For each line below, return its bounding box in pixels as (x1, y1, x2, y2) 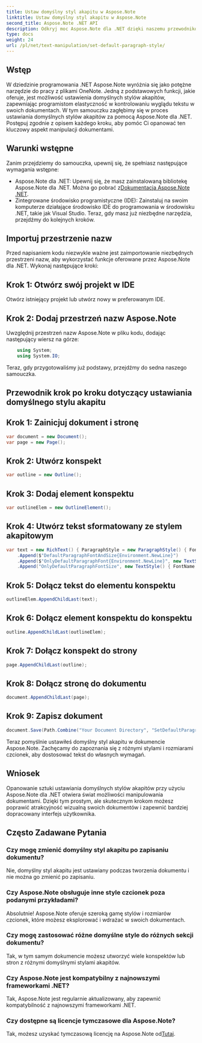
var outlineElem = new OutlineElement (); (6, 505, 112, 511)
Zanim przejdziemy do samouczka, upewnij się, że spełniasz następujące (6, 159, 188, 167)
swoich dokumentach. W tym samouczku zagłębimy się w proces (6, 106, 168, 113)
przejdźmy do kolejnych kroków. (14, 215, 95, 223)
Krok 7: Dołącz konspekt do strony (6, 646, 138, 656)
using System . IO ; (17, 352, 61, 359)
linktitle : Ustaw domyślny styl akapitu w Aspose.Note (6, 14, 147, 21)
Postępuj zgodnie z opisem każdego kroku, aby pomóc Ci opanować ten (6, 119, 186, 127)
